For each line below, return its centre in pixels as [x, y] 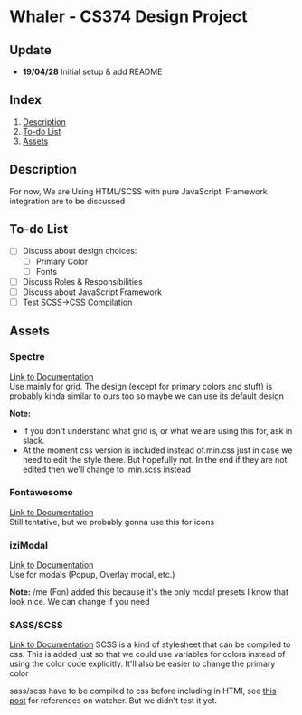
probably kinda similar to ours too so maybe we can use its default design [147, 396]
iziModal [28, 545]
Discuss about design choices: [80, 251]
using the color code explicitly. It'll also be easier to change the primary [142, 664]
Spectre [27, 357]
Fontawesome [42, 493]
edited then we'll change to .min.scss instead [107, 469]
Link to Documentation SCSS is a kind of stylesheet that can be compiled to [150, 644]
